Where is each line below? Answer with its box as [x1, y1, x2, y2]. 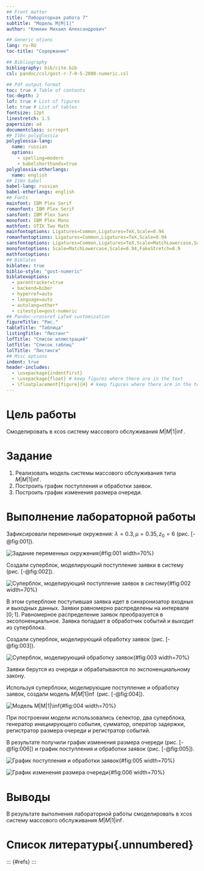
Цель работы [6, 407, 76, 421]
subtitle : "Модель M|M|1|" [6, 20, 75, 26]
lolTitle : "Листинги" [6, 348, 61, 354]
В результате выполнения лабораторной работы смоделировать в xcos [6, 810, 192, 817]
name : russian [12, 144, 47, 150]
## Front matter [6, 9, 47, 15]
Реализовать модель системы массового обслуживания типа [15, 469, 176, 477]
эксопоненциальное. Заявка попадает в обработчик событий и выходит [6, 617, 194, 624]
